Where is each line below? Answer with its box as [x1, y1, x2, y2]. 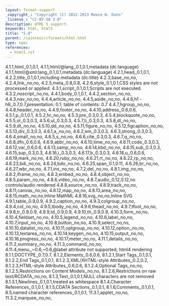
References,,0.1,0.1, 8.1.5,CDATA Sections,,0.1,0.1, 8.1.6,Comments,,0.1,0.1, [5, 284, 155, 290]
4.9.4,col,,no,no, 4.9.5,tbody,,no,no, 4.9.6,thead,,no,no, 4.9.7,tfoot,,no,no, [5, 203, 157, 209]
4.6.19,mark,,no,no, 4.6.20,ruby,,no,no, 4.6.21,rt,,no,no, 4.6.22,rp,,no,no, [5, 155, 154, 161]
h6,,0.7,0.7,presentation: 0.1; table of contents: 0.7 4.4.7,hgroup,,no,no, [5, 101, 151, 107]
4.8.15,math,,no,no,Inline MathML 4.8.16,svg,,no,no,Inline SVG [5, 193, 133, 199]
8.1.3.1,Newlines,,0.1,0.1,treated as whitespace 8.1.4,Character [5, 279, 132, 285]
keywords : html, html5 [5, 26, 53, 31]
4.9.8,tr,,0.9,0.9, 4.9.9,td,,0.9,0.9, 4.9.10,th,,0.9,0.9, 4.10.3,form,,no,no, [5, 208, 149, 215]
